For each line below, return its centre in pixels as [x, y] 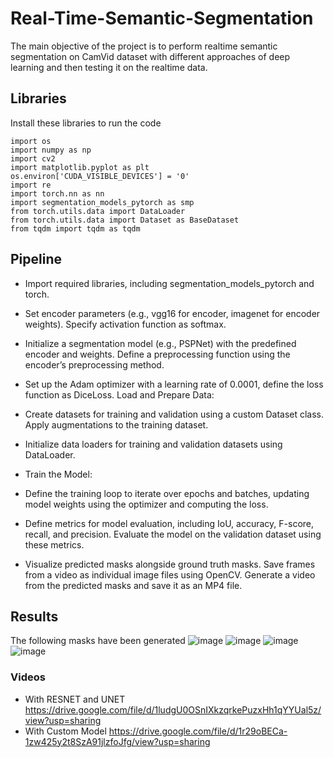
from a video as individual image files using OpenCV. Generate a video [170, 574]
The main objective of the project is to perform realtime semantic [144, 46]
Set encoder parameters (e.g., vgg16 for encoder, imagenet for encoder [172, 313]
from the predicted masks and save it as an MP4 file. [133, 585]
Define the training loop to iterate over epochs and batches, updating [167, 493]
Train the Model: [58, 474]
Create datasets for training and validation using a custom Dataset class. [174, 414]
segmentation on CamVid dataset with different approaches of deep [150, 56]
